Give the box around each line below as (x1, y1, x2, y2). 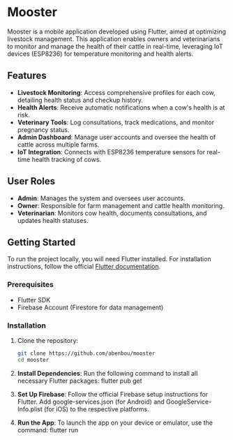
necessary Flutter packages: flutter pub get (17, 376, 142, 385)
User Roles (7, 175, 56, 187)
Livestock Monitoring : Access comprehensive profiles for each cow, (17, 88, 216, 96)
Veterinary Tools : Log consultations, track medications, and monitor (17, 118, 215, 126)
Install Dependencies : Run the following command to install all (17, 369, 198, 377)
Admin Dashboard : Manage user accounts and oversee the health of (17, 133, 216, 141)
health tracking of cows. (31, 155, 102, 163)
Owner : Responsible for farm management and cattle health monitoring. (17, 201, 225, 210)
